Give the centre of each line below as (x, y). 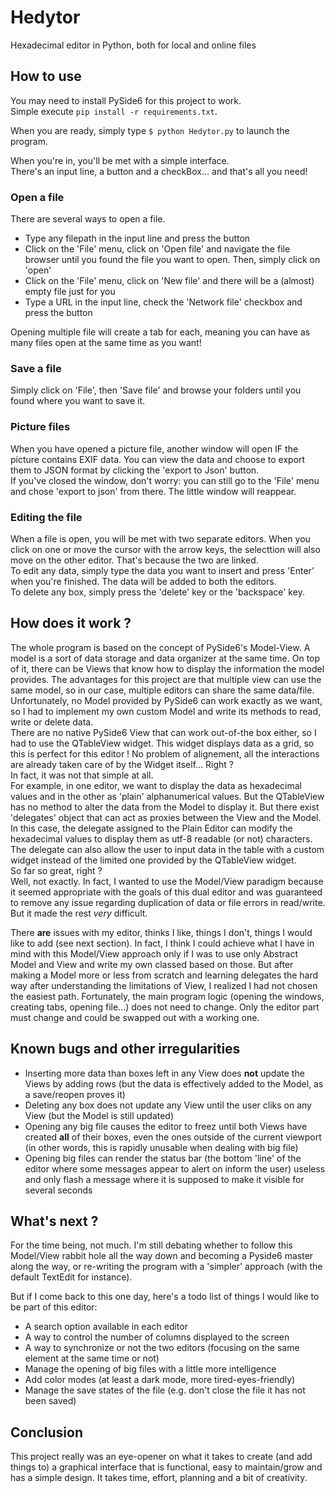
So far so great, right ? (56, 870)
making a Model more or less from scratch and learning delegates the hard (164, 975)
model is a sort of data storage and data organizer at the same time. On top (165, 658)
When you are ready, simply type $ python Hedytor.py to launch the (150, 130)
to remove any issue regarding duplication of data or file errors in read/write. (168, 902)
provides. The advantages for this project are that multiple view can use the (166, 679)
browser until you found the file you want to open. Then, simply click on (172, 260)
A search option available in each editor (106, 1327)
